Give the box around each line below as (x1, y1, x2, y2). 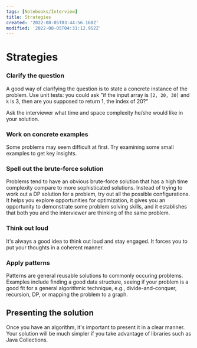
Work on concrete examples (6, 130, 88, 138)
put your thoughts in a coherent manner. (6, 243, 104, 251)
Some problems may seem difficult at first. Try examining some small (6, 144, 174, 151)
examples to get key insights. (6, 150, 77, 157)
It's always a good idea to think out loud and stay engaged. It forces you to (6, 238, 188, 245)
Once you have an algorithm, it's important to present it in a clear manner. (6, 323, 185, 331)
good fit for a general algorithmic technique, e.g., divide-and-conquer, (6, 284, 177, 291)
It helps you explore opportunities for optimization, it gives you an (6, 197, 166, 204)
